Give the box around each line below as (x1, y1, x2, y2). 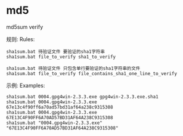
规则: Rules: (6, 35, 35, 42)
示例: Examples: (6, 82, 45, 89)
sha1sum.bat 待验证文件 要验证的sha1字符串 (6, 48, 106, 54)
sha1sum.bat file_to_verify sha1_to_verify (6, 54, 116, 60)
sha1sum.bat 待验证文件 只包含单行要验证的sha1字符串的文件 (6, 65, 141, 72)
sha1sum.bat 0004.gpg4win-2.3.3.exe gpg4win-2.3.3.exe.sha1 (6, 94, 159, 100)
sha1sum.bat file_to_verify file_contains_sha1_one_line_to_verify (6, 70, 178, 76)
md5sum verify (6, 23, 44, 30)
